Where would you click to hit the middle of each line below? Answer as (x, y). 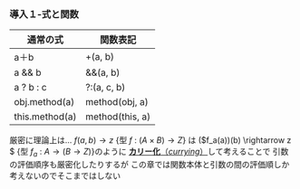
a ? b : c (30, 88)
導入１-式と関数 (44, 14)
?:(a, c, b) (106, 88)
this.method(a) (45, 117)
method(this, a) (118, 117)
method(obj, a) (117, 102)
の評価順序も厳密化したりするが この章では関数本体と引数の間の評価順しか (150, 165)
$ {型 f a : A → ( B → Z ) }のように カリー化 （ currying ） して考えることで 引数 (149, 153)
